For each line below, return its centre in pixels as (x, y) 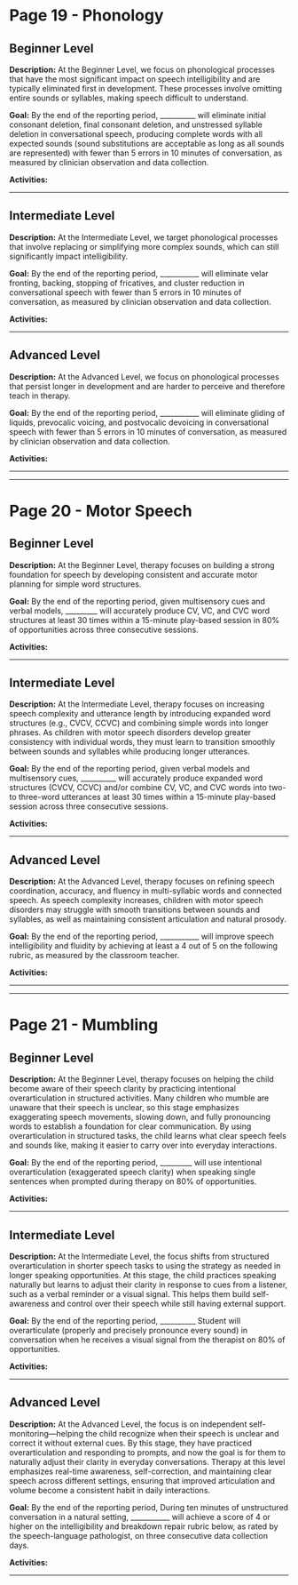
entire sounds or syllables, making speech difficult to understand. (129, 98)
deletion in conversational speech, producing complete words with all (136, 134)
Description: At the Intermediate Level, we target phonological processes (144, 237)
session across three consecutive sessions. (89, 806)
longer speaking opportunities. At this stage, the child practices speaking (143, 1276)
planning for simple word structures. (75, 584)
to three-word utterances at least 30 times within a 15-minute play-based (143, 797)
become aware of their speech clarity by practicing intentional (123, 1089)
